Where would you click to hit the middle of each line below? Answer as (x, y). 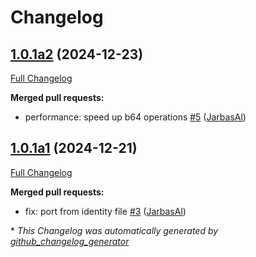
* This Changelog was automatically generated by (114, 230)
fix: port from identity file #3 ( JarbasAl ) (105, 211)
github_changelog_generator (70, 241)
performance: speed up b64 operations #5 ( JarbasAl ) (135, 117)
